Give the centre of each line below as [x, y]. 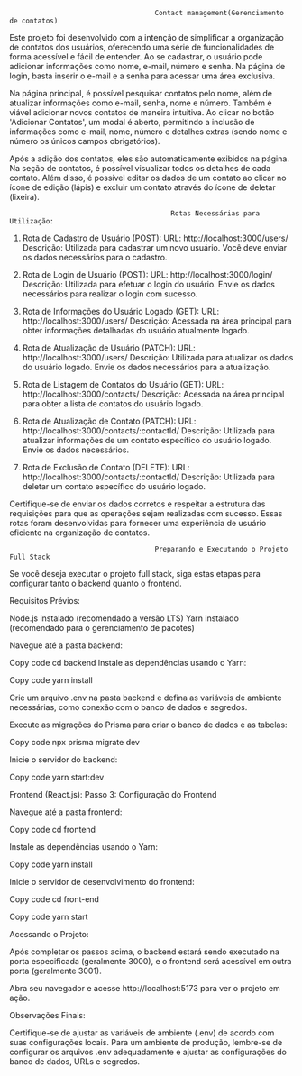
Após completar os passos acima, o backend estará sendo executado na [144, 952]
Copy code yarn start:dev [57, 777]
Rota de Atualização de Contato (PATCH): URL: [109, 421]
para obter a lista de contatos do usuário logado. [113, 404]
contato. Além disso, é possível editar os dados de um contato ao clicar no [148, 178]
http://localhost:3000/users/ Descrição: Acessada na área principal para [157, 321]
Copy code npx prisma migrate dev [74, 742]
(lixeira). [25, 197]
